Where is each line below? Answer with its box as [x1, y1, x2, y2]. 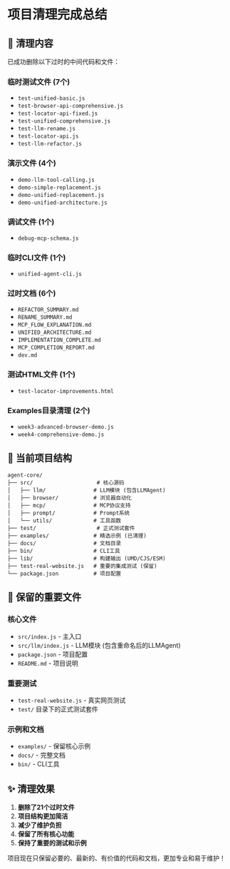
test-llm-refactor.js [17, 141, 82, 148]
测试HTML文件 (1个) [7, 370, 76, 380]
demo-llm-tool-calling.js [17, 176, 95, 183]
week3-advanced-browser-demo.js [17, 424, 114, 431]
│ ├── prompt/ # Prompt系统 [7, 509, 130, 517]
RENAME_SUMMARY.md [17, 314, 73, 321]
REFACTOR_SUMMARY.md [17, 306, 79, 314]
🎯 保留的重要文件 [7, 591, 82, 604]
